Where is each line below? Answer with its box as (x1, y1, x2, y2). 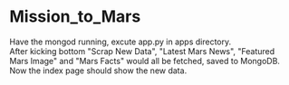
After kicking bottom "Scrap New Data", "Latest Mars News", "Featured (9, 45, 275, 56)
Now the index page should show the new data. (9, 65, 188, 76)
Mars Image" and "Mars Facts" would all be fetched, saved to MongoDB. (9, 55, 281, 66)
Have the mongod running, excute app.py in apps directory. (9, 36, 232, 47)
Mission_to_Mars (9, 6, 141, 27)
